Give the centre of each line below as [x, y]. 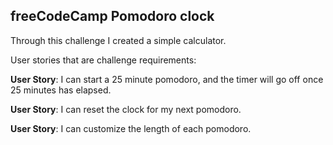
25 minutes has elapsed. [61, 90]
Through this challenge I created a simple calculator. [118, 40]
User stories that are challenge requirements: [103, 60]
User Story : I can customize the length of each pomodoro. [131, 128]
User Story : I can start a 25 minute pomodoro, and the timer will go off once [167, 79]
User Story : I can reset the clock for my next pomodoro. [126, 109]
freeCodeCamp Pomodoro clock [112, 16]
